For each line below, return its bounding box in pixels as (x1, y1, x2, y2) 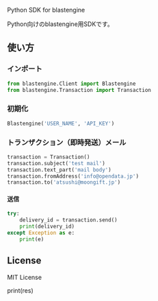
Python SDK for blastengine (7, 6, 85, 14)
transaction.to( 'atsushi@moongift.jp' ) (7, 179, 121, 186)
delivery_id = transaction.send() (19, 217, 118, 224)
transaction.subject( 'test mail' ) (7, 160, 106, 167)
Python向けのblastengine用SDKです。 (7, 20, 114, 28)
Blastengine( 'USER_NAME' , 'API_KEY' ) (7, 120, 115, 127)
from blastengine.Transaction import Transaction (7, 86, 152, 93)
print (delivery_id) (19, 223, 75, 230)
